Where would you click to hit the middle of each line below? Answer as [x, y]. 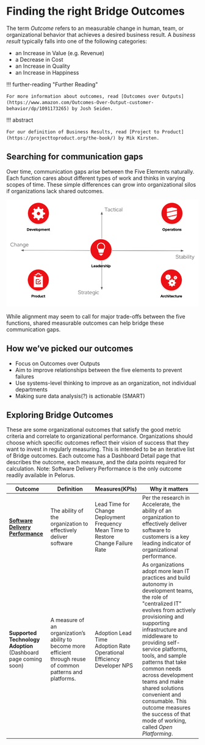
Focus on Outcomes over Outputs [58, 363]
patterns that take [165, 662]
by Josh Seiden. [92, 108]
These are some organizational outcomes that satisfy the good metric [94, 430]
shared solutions [163, 688]
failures [25, 376]
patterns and [67, 672]
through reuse [68, 659]
